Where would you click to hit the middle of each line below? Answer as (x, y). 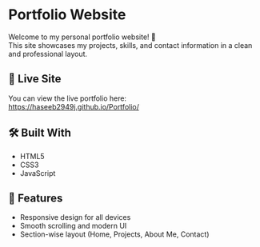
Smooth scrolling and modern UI (73, 226)
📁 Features (36, 198)
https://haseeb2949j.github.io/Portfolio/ (74, 106)
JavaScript (38, 173)
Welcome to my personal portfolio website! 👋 (82, 37)
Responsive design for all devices (75, 217)
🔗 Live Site (35, 79)
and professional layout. (48, 54)
